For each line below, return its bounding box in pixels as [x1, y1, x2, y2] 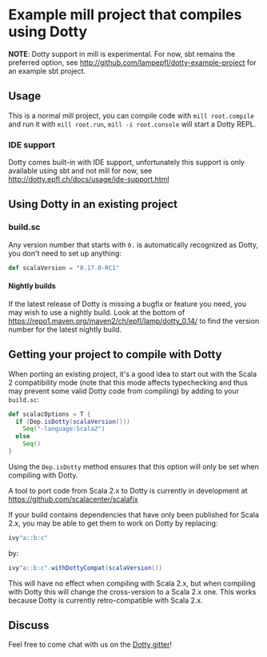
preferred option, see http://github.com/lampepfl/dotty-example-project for [8, 58, 257, 67]
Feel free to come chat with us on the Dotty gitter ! [8, 639, 173, 650]
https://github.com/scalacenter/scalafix [8, 494, 138, 504]
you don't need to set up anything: [8, 248, 122, 258]
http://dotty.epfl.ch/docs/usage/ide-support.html [8, 175, 169, 184]
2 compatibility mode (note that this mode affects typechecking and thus [8, 377, 248, 387]
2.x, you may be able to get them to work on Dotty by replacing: [8, 518, 218, 528]
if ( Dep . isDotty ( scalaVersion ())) [15, 417, 130, 425]
